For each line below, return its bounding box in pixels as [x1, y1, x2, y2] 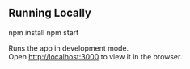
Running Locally [8, 6, 91, 20]
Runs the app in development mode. [8, 43, 129, 53]
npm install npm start [8, 27, 79, 37]
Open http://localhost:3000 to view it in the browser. [8, 51, 183, 61]
